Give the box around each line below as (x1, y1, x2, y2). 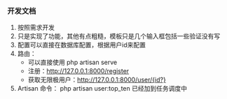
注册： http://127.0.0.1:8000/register (27, 67, 130, 75)
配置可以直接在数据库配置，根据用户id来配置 (17, 40, 146, 49)
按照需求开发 (17, 23, 55, 32)
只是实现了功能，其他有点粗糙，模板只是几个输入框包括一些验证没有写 (17, 32, 221, 40)
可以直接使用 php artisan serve (27, 58, 118, 67)
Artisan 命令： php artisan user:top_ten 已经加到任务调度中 (17, 84, 188, 93)
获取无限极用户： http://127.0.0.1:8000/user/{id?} (27, 75, 166, 84)
